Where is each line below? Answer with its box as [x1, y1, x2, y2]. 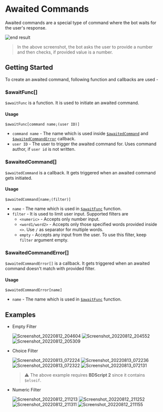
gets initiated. [5, 175, 33, 181]
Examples [5, 310, 36, 319]
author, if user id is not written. [12, 146, 76, 152]
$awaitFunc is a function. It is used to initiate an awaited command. [5, 100, 140, 106]
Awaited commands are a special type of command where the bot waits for [5, 20, 157, 26]
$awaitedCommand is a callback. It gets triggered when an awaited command [5, 169, 156, 175]
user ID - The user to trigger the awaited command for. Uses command [12, 141, 157, 147]
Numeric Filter [12, 387, 41, 393]
